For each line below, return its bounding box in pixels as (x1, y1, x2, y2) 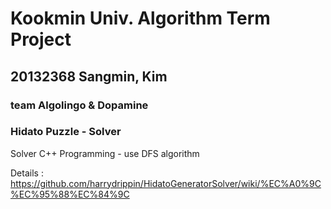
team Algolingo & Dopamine (10, 98, 149, 112)
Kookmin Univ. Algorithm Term (10, 7, 271, 30)
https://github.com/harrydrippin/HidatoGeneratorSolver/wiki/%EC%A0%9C (10, 177, 322, 189)
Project (10, 28, 72, 51)
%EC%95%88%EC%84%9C (10, 188, 130, 200)
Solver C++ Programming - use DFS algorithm (10, 147, 200, 159)
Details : (10, 167, 44, 179)
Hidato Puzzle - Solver (10, 125, 122, 139)
